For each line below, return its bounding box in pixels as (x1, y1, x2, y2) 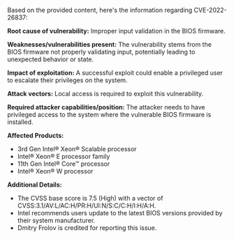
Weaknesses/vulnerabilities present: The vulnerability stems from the (7, 40, 212, 48)
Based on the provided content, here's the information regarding (7, 6, 193, 14)
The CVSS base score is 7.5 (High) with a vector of (17, 194, 163, 202)
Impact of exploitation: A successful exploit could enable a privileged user (7, 69, 224, 77)
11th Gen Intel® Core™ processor (17, 160, 110, 168)
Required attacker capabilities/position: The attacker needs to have (7, 103, 205, 111)
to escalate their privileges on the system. (7, 76, 128, 84)
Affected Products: (7, 132, 64, 139)
